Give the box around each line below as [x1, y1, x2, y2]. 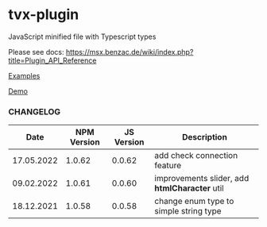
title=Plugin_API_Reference [8, 56, 97, 65]
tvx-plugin [8, 6, 79, 24]
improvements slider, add [154, 173, 250, 184]
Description [181, 132, 228, 143]
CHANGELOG [8, 106, 61, 117]
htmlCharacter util [154, 183, 224, 194]
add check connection [154, 150, 238, 161]
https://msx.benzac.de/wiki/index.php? [65, 47, 194, 56]
